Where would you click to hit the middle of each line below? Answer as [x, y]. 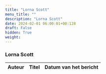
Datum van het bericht [71, 67]
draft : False [18, 28]
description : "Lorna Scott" [34, 19]
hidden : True [18, 33]
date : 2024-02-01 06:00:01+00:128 [41, 23]
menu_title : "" [21, 14]
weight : [13, 37]
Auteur [16, 67]
